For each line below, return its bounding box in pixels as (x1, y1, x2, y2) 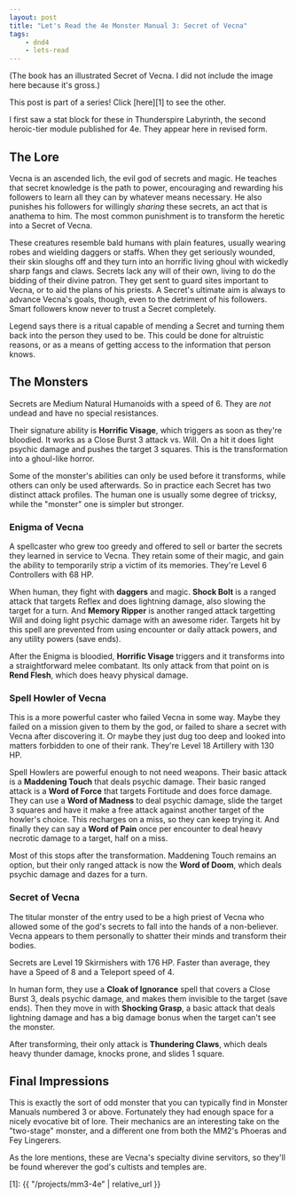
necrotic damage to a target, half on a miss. (9, 833, 168, 844)
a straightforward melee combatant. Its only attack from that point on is (9, 661, 270, 671)
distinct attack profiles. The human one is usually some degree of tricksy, (9, 489, 277, 500)
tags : (9, 29, 29, 38)
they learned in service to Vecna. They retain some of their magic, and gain (9, 551, 284, 561)
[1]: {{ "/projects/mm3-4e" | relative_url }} (9, 1178, 161, 1190)
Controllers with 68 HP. (9, 569, 95, 580)
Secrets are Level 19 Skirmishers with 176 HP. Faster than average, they (9, 956, 270, 968)
